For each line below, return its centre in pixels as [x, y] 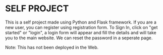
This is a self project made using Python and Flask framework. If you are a [81, 22]
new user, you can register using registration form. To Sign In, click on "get [81, 27]
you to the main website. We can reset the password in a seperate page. [79, 38]
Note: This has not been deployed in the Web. [52, 47]
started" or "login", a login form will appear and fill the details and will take [81, 32]
